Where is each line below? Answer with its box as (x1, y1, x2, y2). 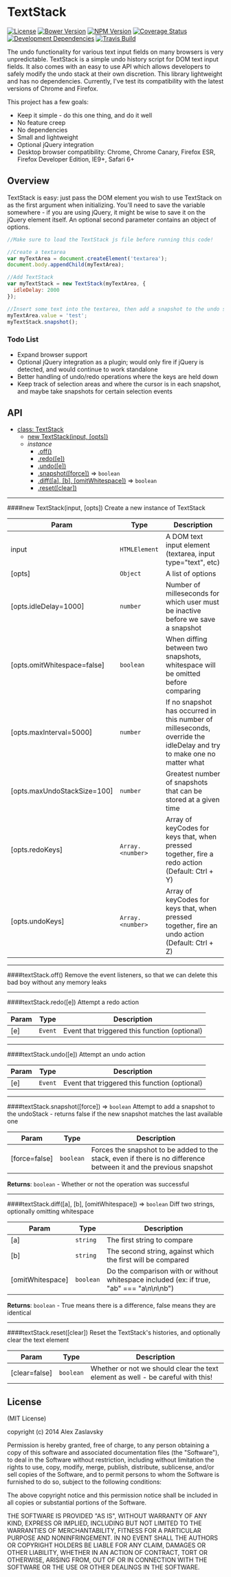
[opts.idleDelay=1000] (10, 602, 85, 611)
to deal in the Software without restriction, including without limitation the (7, 1456, 214, 1464)
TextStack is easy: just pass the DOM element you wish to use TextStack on (7, 193, 222, 202)
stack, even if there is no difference (91, 1154, 205, 1164)
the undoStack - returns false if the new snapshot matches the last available (7, 1110, 223, 1118)
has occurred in (166, 706, 217, 716)
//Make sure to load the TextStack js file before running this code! (7, 236, 214, 243)
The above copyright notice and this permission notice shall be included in (7, 1491, 218, 1500)
